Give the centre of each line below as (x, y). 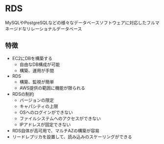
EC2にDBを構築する (32, 58)
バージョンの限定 (37, 100)
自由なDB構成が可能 (40, 64)
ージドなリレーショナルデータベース (46, 29)
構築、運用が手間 (37, 70)
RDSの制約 (23, 94)
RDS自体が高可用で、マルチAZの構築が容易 (56, 130)
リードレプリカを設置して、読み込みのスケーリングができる (72, 137)
